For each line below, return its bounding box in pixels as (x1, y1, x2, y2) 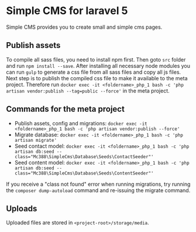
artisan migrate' (14, 137, 57, 143)
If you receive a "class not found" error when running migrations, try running (6, 180, 191, 187)
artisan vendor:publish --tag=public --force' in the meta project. (6, 87, 170, 94)
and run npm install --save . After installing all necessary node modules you (6, 62, 191, 69)
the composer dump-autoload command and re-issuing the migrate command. (6, 186, 191, 194)
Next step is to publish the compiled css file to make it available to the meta (6, 74, 188, 81)
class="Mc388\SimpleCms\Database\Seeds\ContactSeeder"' (14, 153, 154, 159)
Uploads (6, 203, 37, 213)
